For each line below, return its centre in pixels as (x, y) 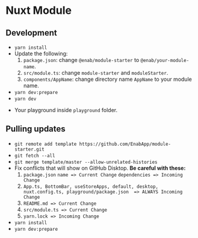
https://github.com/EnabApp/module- (125, 144)
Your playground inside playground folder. (66, 110)
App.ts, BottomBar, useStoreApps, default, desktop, (91, 186)
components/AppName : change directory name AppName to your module (107, 79)
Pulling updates (36, 129)
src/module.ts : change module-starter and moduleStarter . (96, 73)
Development (32, 33)
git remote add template (45, 144)
